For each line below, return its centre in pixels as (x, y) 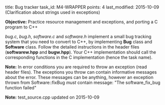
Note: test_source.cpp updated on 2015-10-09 (52, 97)
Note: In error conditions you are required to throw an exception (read (76, 67)
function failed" (21, 88)
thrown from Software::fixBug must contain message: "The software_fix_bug (83, 82)
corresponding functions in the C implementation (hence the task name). (79, 57)
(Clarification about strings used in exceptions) (53, 12)
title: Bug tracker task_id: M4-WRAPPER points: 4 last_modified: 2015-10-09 (82, 7)
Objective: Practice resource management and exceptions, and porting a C (82, 22)
